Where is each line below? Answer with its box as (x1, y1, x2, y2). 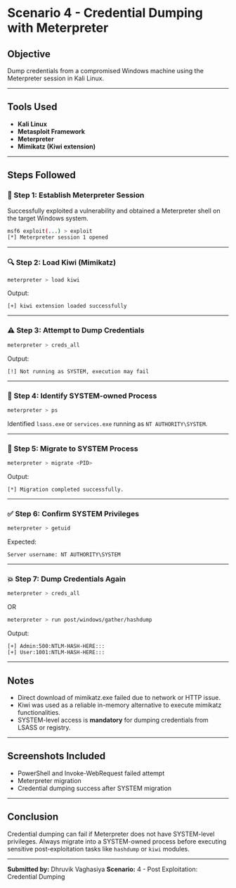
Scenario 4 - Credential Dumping (7, 5, 204, 21)
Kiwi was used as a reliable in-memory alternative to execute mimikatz (17, 701, 222, 709)
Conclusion (7, 811, 59, 823)
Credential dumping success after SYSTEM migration (17, 784, 172, 792)
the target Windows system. (7, 213, 89, 223)
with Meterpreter (7, 20, 109, 36)
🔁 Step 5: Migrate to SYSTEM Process (7, 444, 138, 454)
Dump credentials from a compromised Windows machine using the (7, 67, 204, 75)
